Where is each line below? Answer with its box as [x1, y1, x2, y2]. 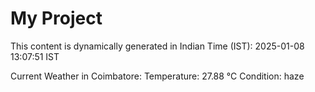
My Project [10, 7, 103, 30]
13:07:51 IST [10, 50, 60, 62]
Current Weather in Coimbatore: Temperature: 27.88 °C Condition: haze [10, 70, 305, 82]
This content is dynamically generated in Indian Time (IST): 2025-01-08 [10, 40, 305, 52]
